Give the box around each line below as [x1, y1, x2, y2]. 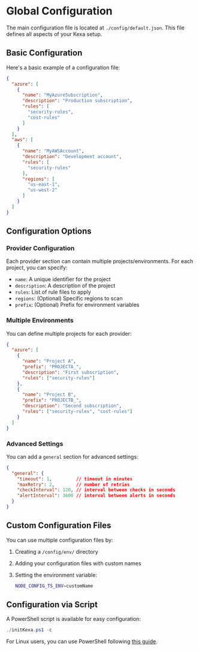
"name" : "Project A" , [22, 359, 77, 365]
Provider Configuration [6, 244, 75, 252]
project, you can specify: [6, 264, 68, 271]
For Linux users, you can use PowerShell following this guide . [6, 638, 158, 645]
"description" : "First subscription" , [22, 369, 119, 375]
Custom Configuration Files [6, 521, 111, 531]
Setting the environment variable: [14, 571, 98, 578]
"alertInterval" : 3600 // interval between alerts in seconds [17, 492, 176, 499]
